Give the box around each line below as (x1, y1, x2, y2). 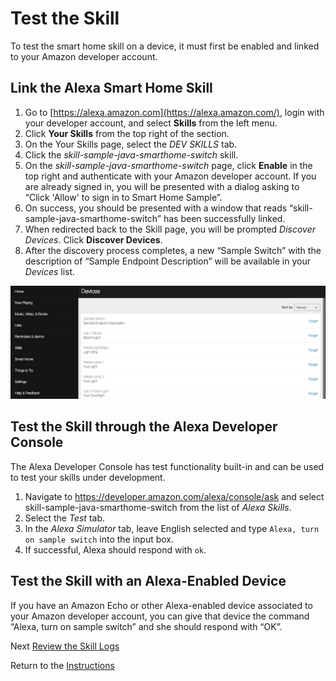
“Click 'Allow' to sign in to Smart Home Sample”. (24, 191, 223, 203)
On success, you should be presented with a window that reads (24, 202, 288, 214)
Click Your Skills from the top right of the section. (24, 127, 230, 139)
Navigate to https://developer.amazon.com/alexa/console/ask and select (24, 490, 325, 502)
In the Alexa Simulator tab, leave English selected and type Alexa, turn (24, 522, 320, 534)
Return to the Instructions (10, 659, 115, 671)
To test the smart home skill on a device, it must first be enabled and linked (10, 40, 320, 52)
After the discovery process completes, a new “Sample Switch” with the (24, 244, 322, 256)
